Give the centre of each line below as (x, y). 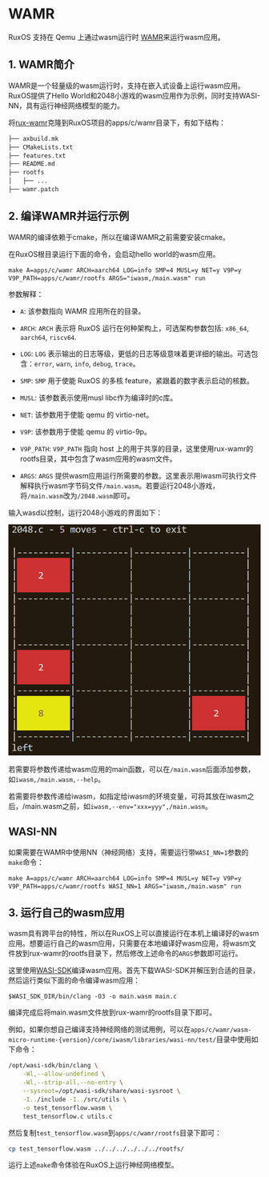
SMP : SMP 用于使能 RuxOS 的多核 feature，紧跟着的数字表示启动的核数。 (137, 380)
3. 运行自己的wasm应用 (67, 913)
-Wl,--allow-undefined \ (64, 1074)
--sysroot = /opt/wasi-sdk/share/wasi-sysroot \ (102, 1091)
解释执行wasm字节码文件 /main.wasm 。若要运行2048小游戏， (120, 486)
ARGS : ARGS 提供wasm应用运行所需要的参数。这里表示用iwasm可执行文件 (139, 475)
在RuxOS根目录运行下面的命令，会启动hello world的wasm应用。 (114, 254)
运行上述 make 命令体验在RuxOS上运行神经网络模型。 (93, 1165)
